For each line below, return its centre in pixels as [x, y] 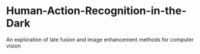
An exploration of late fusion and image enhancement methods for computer [100, 39]
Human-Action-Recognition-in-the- [96, 11]
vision [13, 46]
